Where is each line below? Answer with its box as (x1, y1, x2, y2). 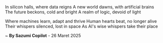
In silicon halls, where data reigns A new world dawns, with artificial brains (5, 4, 154, 10)
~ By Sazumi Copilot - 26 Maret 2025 (5, 33, 81, 38)
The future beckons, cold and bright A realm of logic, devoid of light (5, 9, 141, 15)
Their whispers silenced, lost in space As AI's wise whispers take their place (5, 23, 158, 29)
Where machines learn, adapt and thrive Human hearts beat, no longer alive (5, 19, 157, 24)
